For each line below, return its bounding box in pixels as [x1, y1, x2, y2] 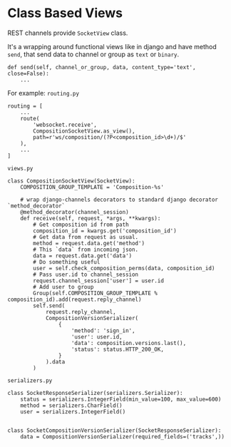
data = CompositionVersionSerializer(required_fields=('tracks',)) [20, 433, 225, 440]
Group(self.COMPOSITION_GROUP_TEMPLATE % [33, 289, 158, 297]
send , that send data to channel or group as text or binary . [7, 50, 180, 58]
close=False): [7, 70, 50, 77]
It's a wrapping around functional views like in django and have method [7, 42, 217, 51]
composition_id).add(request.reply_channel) [7, 296, 142, 303]
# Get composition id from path [33, 221, 130, 228]
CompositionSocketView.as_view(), [33, 127, 135, 135]
